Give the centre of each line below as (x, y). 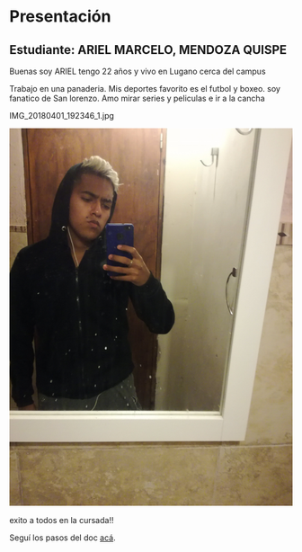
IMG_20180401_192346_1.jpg (62, 116)
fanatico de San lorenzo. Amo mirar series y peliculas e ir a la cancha (137, 98)
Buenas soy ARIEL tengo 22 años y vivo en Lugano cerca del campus (138, 71)
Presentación (60, 17)
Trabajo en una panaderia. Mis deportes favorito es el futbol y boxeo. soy (145, 89)
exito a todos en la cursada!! (62, 520)
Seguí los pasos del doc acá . (63, 538)
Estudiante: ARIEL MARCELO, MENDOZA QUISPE (148, 50)
